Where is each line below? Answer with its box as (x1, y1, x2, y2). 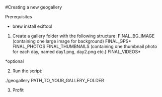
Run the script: (12, 68, 43, 74)
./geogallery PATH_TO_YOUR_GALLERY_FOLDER (5, 78, 104, 83)
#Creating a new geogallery (5, 4, 62, 10)
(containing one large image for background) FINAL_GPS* (12, 38, 132, 44)
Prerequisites (5, 14, 32, 19)
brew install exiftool (12, 23, 53, 29)
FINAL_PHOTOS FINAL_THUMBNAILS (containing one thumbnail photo (12, 44, 158, 49)
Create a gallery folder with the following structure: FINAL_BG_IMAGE (12, 33, 155, 39)
